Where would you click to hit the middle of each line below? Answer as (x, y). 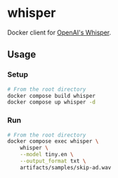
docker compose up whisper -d (52, 102)
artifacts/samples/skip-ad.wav (66, 167)
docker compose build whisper (52, 96)
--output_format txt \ (53, 161)
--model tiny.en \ (47, 155)
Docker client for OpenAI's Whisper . (59, 32)
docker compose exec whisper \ (53, 141)
